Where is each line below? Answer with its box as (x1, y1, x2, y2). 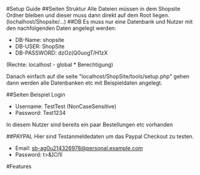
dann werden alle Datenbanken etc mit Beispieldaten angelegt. (6, 79, 162, 86)
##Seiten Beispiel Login (6, 91, 65, 98)
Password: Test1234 (15, 109, 66, 116)
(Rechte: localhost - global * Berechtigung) (6, 61, 113, 68)
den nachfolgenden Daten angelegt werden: (6, 24, 116, 32)
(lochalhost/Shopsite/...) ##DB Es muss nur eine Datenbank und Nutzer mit (6, 18, 193, 25)
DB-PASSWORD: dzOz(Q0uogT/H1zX (15, 49, 108, 57)
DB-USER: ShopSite (15, 43, 65, 50)
